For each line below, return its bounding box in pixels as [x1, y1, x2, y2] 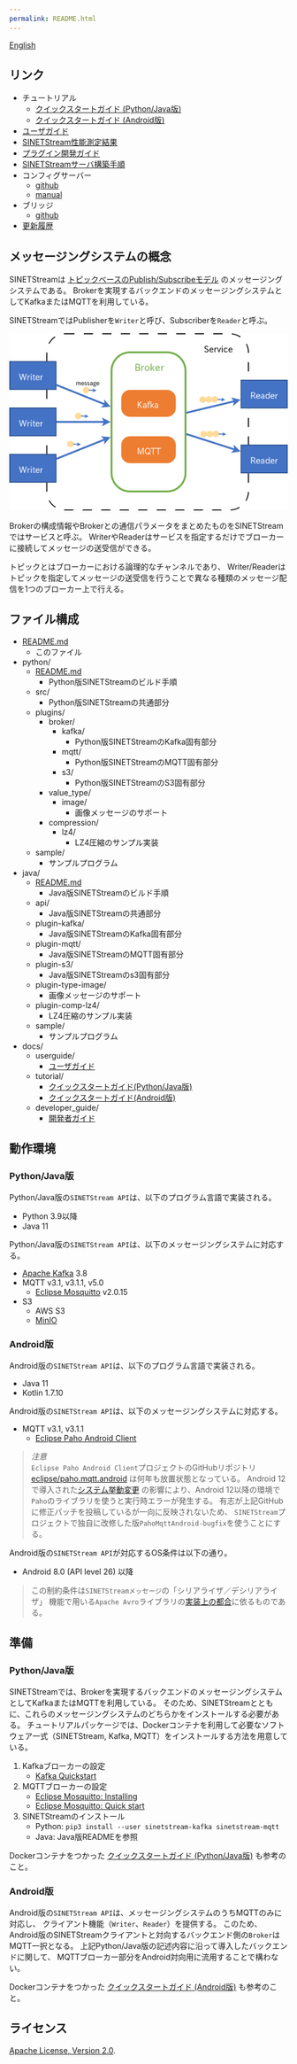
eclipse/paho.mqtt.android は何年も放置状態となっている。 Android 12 [30, 1473, 286, 1484]
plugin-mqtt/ [34, 938, 81, 949]
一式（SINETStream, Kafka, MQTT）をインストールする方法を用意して [32, 1730, 289, 1741]
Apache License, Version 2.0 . [9, 2045, 117, 2055]
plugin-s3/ [34, 958, 73, 969]
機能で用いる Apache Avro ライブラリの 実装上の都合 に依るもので [48, 1595, 278, 1607]
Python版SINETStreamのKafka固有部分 [74, 736, 217, 747]
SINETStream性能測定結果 [21, 137, 118, 148]
